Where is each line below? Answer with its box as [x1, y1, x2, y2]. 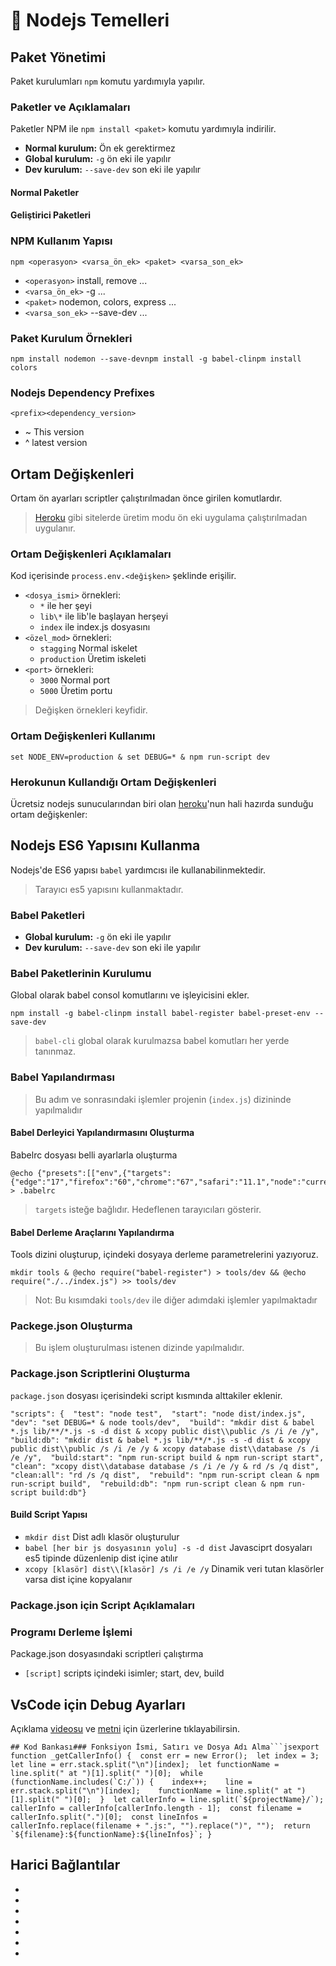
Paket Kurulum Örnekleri [10, 331, 133, 345]
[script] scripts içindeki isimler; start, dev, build [24, 1667, 225, 1679]
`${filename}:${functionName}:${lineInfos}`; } [10, 1830, 213, 1840]
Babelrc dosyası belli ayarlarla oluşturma [10, 1149, 178, 1161]
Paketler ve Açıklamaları [10, 100, 131, 114]
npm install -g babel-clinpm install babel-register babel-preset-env [10, 1009, 311, 1019]
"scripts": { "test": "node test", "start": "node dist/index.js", [10, 1409, 307, 1419]
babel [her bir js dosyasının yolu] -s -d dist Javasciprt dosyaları [24, 1541, 313, 1553]
